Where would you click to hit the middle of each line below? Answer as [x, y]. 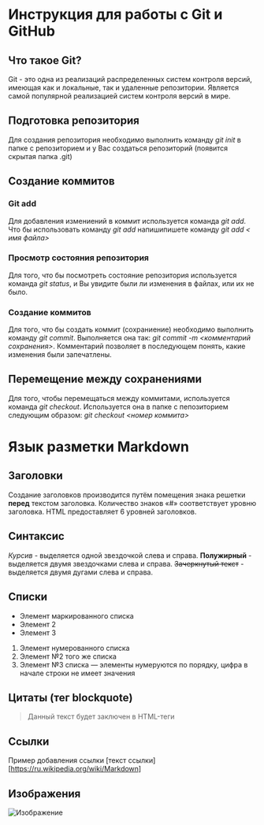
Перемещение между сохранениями [105, 379]
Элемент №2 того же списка [68, 656]
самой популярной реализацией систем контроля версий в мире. [119, 96]
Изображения [45, 793]
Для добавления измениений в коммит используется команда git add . [127, 221]
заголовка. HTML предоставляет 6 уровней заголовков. [102, 511]
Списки [28, 597]
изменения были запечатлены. [60, 355]
